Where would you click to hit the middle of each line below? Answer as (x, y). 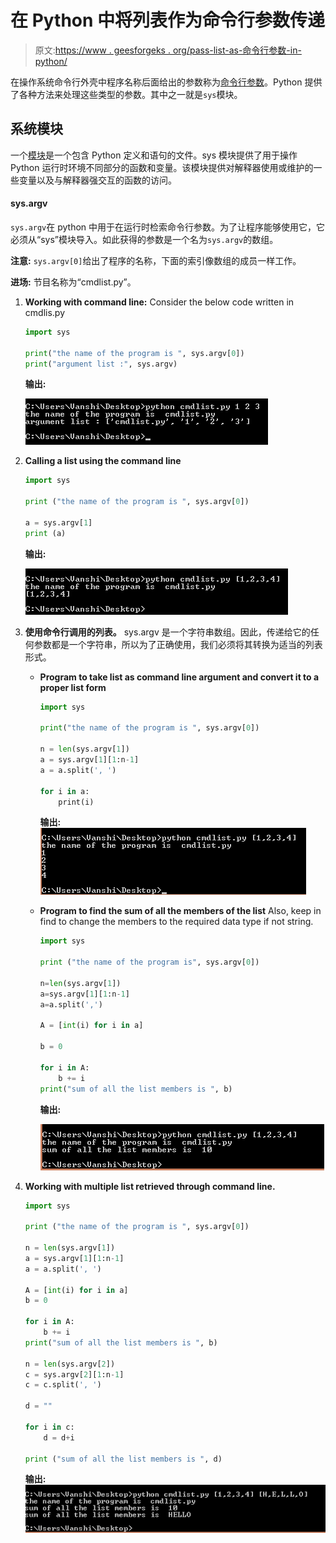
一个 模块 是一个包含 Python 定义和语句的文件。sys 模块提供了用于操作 (154, 155)
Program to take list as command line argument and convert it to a (179, 677)
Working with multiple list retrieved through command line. (150, 1186)
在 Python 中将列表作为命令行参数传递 (168, 20)
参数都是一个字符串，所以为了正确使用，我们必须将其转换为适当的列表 (178, 644)
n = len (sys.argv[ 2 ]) (70, 1364)
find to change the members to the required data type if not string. (176, 922)
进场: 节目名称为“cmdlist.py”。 (73, 282)
